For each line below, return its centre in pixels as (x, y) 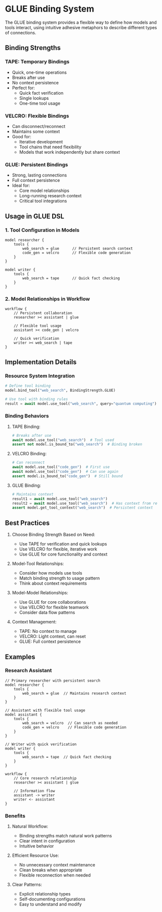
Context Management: (34, 622)
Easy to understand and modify (51, 904)
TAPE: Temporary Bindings (37, 62)
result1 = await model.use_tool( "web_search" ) (60, 499)
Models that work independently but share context (69, 152)
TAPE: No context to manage (48, 631)
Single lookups (34, 98)
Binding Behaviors (27, 416)
